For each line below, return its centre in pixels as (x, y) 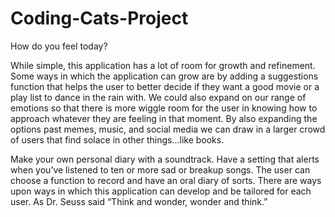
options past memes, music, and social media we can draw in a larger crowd (168, 129)
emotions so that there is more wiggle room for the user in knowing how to (164, 108)
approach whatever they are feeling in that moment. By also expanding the (164, 118)
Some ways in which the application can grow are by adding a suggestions (164, 76)
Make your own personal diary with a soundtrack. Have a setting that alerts (165, 159)
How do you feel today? (59, 46)
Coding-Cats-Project (99, 18)
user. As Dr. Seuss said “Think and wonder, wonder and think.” (139, 201)
